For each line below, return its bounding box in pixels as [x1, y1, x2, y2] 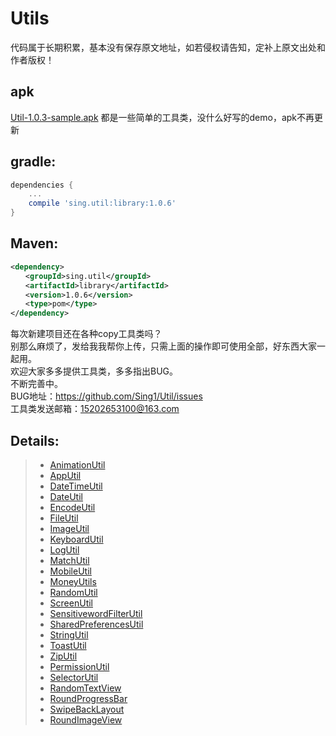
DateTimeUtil [49, 480, 103, 492]
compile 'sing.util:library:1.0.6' [28, 198, 177, 209]
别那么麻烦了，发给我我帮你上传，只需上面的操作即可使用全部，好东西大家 [10, 340, 317, 352]
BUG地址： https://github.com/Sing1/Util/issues [10, 390, 203, 402]
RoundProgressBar [49, 692, 128, 704]
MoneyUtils [49, 575, 97, 587]
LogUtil [49, 543, 80, 556]
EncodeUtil [49, 501, 96, 513]
